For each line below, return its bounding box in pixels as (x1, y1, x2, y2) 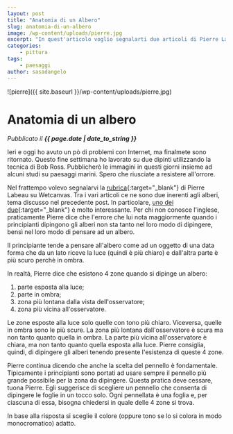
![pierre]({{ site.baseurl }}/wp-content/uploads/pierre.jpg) (7, 87, 172, 96)
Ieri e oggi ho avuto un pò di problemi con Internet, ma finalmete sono (7, 148, 207, 156)
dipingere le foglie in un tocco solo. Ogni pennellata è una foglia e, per (7, 391, 208, 399)
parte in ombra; (17, 290, 62, 299)
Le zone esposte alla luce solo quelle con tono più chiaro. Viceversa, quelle (7, 319, 222, 327)
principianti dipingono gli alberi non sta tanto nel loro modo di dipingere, (7, 220, 213, 229)
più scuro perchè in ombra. (7, 256, 85, 265)
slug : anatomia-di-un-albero (7, 23, 92, 30)
